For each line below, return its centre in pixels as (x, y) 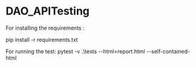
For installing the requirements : (45, 28)
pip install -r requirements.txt (42, 39)
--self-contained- (168, 51)
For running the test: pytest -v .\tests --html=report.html (76, 51)
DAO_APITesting (48, 11)
